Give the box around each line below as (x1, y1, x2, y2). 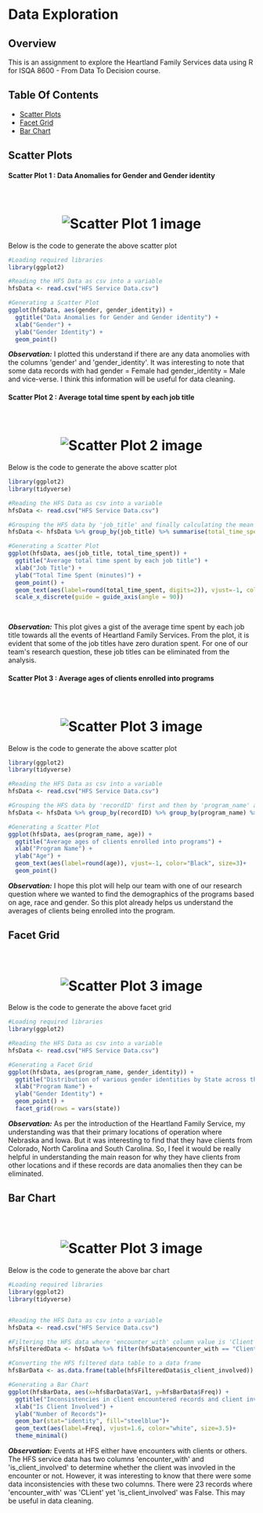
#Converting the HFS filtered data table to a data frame (8, 1359, 201, 1367)
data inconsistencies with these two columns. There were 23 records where (8, 1479, 253, 1489)
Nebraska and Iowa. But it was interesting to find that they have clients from (8, 1136, 253, 1145)
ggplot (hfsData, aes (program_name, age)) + (8, 830, 153, 838)
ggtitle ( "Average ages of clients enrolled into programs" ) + (15, 837, 222, 845)
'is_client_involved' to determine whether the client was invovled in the (8, 1463, 236, 1472)
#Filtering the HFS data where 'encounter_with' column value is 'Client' (8, 1338, 258, 1346)
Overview (8, 37, 57, 50)
